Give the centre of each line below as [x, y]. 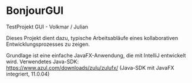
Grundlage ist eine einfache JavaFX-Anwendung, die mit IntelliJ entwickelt [96, 55]
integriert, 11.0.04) [28, 74]
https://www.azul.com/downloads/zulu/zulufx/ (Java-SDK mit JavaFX [90, 67]
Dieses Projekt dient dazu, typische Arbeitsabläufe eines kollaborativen [92, 38]
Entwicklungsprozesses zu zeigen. [48, 44]
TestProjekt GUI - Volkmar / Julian [47, 27]
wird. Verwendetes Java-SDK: [43, 62]
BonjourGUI [35, 11]
